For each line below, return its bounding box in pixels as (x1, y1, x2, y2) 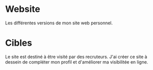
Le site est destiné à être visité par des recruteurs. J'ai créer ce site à (5, 54, 148, 60)
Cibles (5, 37, 32, 49)
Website (5, 3, 40, 15)
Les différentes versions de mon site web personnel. (5, 20, 113, 26)
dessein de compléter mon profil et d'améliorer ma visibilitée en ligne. (5, 59, 149, 65)
